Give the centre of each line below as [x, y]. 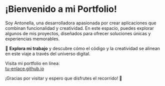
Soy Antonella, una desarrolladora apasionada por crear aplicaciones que [81, 23]
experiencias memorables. [32, 39]
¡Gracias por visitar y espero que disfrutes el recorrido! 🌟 [64, 78]
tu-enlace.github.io [25, 69]
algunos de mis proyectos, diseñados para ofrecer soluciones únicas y [78, 33]
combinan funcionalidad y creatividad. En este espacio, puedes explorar [79, 28]
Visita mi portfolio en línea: [32, 63]
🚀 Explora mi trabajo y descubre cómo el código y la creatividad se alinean [82, 48]
